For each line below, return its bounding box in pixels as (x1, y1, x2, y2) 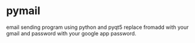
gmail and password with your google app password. (6, 29, 137, 37)
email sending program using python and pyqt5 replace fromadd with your (6, 24, 189, 31)
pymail (6, 4, 41, 18)
